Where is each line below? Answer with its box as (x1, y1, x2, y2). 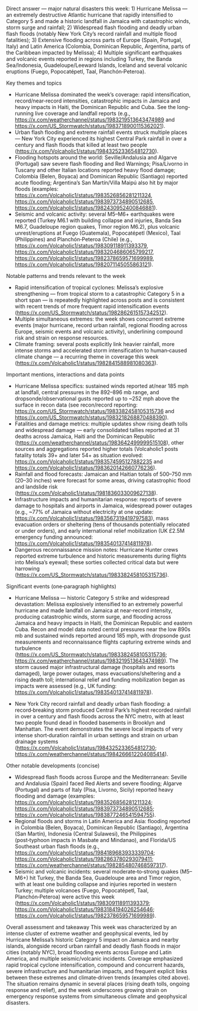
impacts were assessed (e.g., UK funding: (14, 683, 117, 689)
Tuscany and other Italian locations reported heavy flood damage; (14, 167, 176, 174)
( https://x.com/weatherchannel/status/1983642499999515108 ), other (14, 439, 184, 446)
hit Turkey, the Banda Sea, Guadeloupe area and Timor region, (29, 874, 181, 881)
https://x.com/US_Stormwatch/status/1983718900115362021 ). (14, 123, 165, 129)
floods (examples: (14, 185, 59, 192)
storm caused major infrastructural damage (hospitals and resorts (14, 664, 176, 670)
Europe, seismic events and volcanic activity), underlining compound (14, 328, 183, 335)
